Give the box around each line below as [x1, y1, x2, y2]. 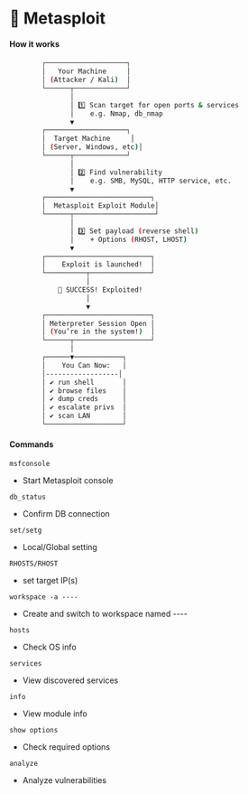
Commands [9, 439, 54, 450]
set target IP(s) [22, 575, 78, 586]
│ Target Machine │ [41, 135, 135, 144]
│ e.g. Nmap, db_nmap [69, 108, 164, 118]
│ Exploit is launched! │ [41, 260, 155, 269]
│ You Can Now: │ [41, 360, 127, 369]
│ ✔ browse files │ [41, 386, 127, 396]
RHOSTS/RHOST [9, 559, 59, 568]
